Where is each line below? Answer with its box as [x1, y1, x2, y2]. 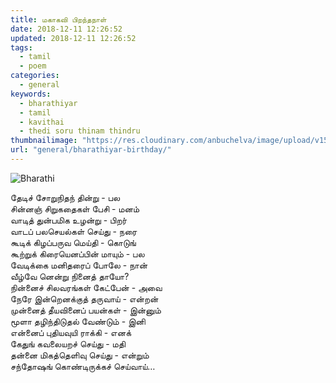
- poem [19, 61, 47, 71]
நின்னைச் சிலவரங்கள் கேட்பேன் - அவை [10, 281, 163, 293]
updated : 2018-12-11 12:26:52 [10, 33, 137, 43]
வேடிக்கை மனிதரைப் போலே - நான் [10, 259, 148, 271]
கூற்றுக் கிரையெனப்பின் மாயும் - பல [10, 247, 145, 260]
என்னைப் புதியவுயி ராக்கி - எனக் [10, 326, 132, 338]
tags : [10, 42, 33, 53]
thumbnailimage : [10, 136, 78, 146]
